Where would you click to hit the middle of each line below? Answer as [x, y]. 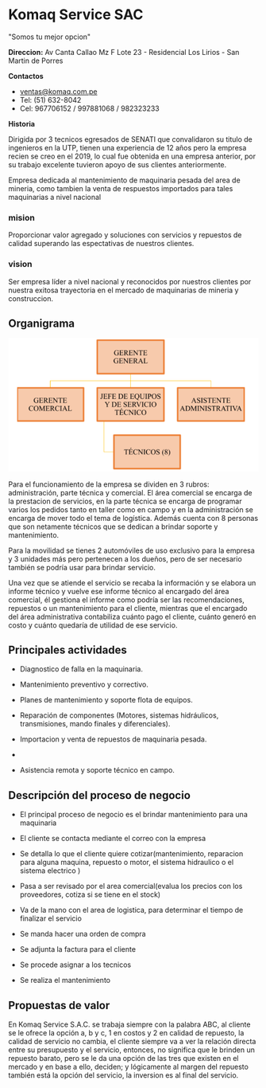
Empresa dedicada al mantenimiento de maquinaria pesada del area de [124, 180]
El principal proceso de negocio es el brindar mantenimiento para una [134, 815]
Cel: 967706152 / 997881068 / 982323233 [90, 108]
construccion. [31, 298]
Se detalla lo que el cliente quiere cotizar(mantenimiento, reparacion [131, 854]
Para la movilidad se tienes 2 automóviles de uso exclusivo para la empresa [132, 550]
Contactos [26, 76]
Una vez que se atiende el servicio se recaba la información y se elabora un [132, 582]
